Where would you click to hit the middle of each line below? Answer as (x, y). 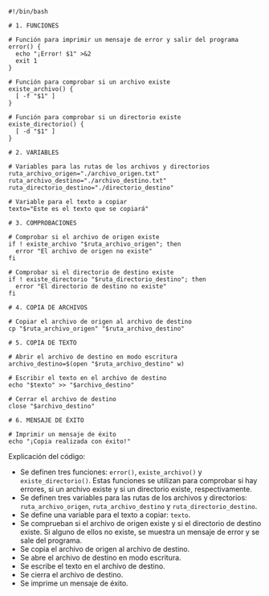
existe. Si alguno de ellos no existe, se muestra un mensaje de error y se (139, 532)
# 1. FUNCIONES (34, 26)
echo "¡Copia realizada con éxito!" (69, 441)
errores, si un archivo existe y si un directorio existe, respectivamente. (136, 489)
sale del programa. (51, 540)
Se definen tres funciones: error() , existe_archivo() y (111, 472)
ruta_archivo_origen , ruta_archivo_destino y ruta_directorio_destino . (139, 506)
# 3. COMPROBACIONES (43, 223)
